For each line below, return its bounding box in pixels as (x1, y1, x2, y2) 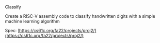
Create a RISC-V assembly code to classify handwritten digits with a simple (5, 13, 156, 19)
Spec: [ (5, 28, 19, 33)
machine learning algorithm (5, 19, 60, 24)
